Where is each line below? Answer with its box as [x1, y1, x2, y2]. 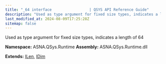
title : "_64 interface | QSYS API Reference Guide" [5, 7, 149, 12]
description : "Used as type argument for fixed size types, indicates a [5, 12, 158, 17]
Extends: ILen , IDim [5, 54, 45, 60]
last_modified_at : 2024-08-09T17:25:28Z [5, 16, 90, 21]
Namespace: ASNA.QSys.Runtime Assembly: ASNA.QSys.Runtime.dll [5, 44, 148, 50]
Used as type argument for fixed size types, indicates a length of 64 [5, 34, 144, 40]
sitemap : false [5, 21, 37, 26]
